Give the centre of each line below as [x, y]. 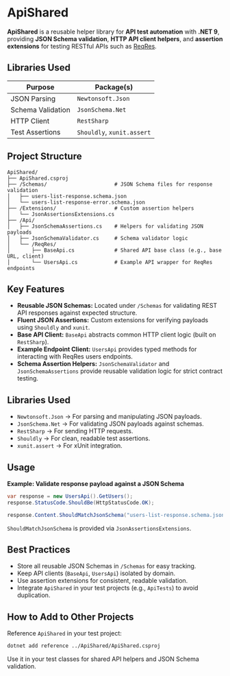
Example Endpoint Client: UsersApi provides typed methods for [107, 349]
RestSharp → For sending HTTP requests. [75, 431]
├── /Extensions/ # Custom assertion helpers [101, 208]
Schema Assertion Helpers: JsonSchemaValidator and [93, 364]
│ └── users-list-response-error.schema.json [76, 202]
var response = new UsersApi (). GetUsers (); [70, 496]
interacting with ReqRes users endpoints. [75, 357]
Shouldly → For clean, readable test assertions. [84, 438]
